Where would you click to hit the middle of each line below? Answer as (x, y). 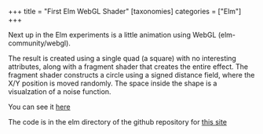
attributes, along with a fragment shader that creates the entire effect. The (128, 67)
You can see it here (39, 107)
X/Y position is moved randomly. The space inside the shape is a (113, 83)
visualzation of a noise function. (60, 92)
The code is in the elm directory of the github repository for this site (118, 122)
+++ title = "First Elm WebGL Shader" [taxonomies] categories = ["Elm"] (125, 11)
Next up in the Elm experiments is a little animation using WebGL (112, 35)
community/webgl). (39, 43)
